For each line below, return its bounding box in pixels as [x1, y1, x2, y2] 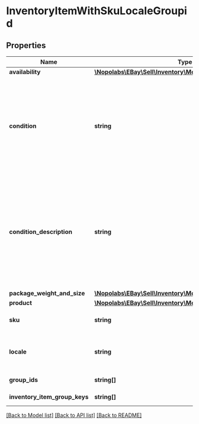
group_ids [9, 376, 38, 384]
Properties [6, 40, 46, 50]
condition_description [9, 228, 73, 236]
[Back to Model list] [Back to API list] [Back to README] [6, 412, 142, 419]
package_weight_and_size [9, 289, 85, 297]
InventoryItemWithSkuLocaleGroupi [6, 4, 188, 18]
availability [9, 68, 41, 76]
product [9, 299, 33, 307]
